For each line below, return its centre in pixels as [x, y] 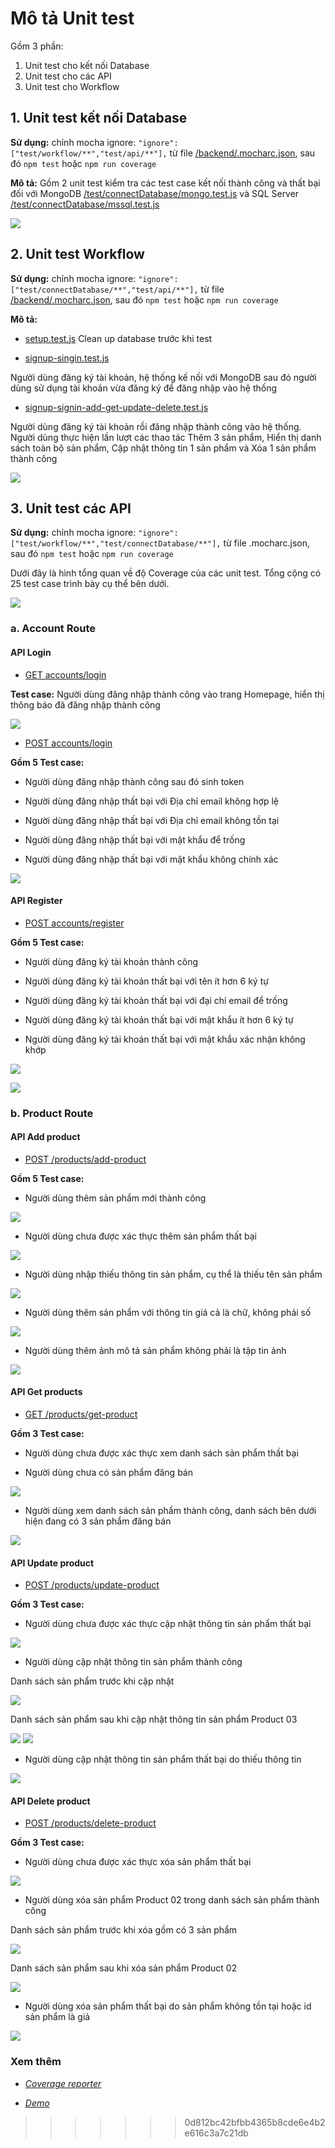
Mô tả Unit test [72, 18]
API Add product [45, 1137]
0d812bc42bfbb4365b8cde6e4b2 [255, 2122]
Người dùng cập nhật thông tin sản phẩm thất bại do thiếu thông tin [163, 1759]
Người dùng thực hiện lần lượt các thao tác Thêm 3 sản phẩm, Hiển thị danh [166, 437]
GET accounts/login [65, 674]
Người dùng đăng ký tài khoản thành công [111, 961]
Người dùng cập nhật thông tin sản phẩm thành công [133, 1662]
